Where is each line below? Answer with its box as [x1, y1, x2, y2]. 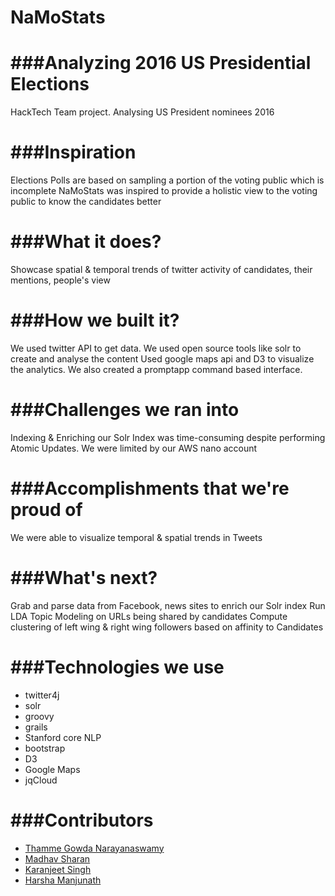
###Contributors [10, 809, 154, 831]
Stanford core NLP [24, 731, 102, 743]
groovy [24, 710, 55, 722]
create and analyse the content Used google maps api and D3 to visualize [10, 352, 315, 365]
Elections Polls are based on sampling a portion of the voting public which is [10, 174, 325, 186]
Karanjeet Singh [24, 863, 92, 875]
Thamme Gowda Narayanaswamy [24, 842, 165, 854]
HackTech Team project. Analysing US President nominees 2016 [10, 106, 275, 118]
